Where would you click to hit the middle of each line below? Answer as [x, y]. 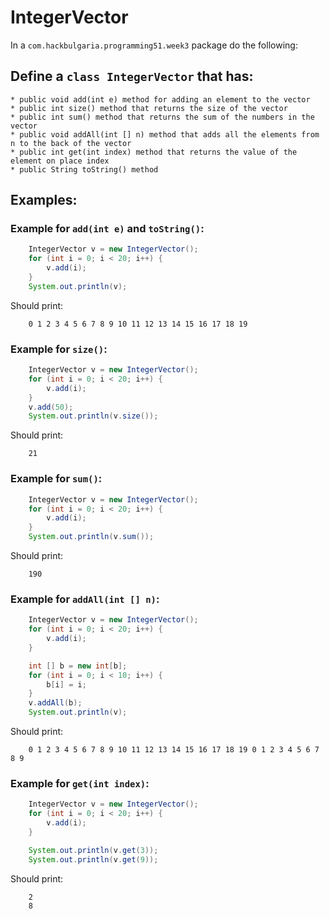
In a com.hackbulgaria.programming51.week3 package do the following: [154, 45]
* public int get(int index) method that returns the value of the [154, 152]
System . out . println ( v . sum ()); [91, 537]
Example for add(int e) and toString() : [107, 229]
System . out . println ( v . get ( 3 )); [93, 850]
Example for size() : [59, 349]
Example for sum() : [56, 479]
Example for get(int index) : [80, 783]
